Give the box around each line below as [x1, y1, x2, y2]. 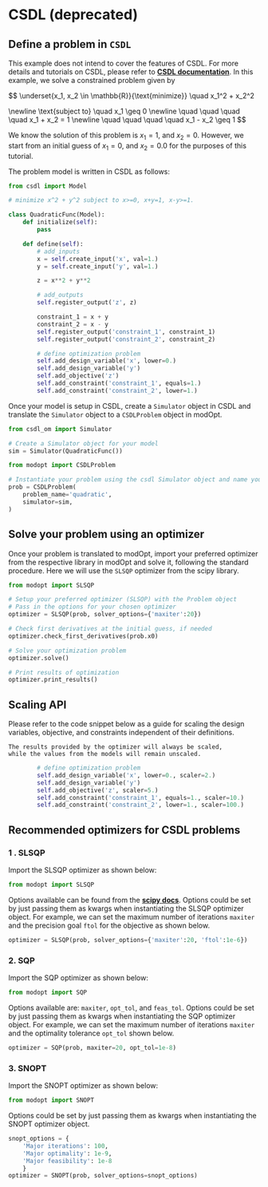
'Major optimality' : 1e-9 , [22, 1149, 112, 1157]
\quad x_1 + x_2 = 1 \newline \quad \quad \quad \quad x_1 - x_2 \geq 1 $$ [8, 115, 246, 125]
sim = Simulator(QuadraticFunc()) [8, 447, 124, 455]
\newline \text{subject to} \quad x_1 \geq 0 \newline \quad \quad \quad [8, 106, 241, 116]
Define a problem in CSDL [8, 38, 132, 51]
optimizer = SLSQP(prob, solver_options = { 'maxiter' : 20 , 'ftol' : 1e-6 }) [8, 936, 248, 944]
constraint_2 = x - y [37, 320, 109, 328]
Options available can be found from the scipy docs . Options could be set [8, 895, 251, 904]
